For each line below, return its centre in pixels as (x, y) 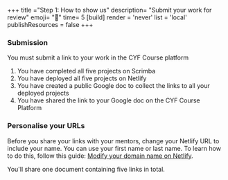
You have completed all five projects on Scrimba (86, 71)
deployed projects (43, 93)
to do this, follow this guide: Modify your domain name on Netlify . (100, 156)
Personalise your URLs (46, 126)
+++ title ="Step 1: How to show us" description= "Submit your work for (109, 10)
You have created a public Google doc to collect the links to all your (113, 86)
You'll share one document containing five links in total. (86, 169)
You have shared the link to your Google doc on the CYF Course (109, 100)
